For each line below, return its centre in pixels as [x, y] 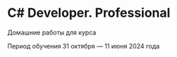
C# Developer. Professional [89, 13]
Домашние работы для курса [52, 32]
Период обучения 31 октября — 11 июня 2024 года [84, 46]
